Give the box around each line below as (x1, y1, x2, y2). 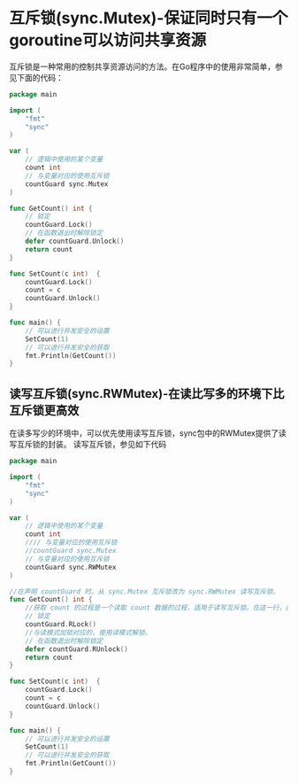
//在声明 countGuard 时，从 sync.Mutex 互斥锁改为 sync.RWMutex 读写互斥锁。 (9, 586, 280, 596)
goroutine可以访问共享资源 (9, 30, 207, 50)
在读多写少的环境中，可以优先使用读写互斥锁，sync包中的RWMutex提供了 (9, 428, 279, 439)
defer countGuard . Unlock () (25, 237, 125, 246)
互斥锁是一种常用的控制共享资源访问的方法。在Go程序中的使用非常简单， (9, 61, 276, 72)
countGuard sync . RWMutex (25, 563, 117, 571)
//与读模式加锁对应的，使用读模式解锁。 (25, 628, 152, 637)
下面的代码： (16, 72, 64, 82)
